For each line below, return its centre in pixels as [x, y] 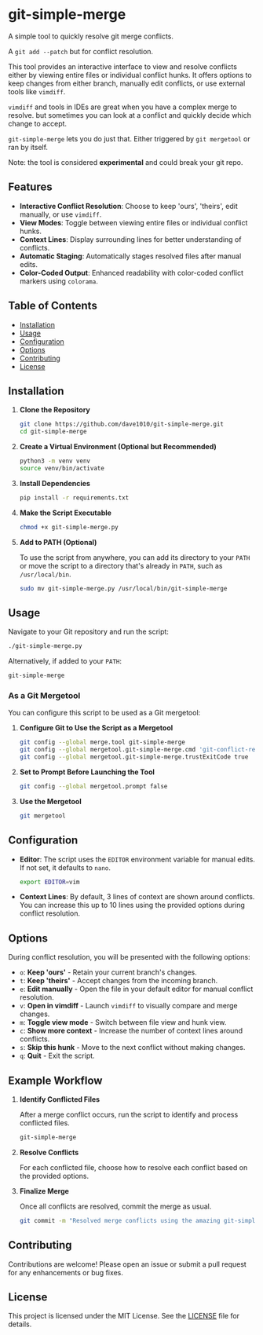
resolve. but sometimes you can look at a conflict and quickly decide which [130, 115]
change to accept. [38, 123]
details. [20, 1324]
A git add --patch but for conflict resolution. [81, 51]
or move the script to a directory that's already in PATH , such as [121, 565]
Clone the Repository [55, 410]
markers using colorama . [58, 281]
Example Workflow [55, 1080]
